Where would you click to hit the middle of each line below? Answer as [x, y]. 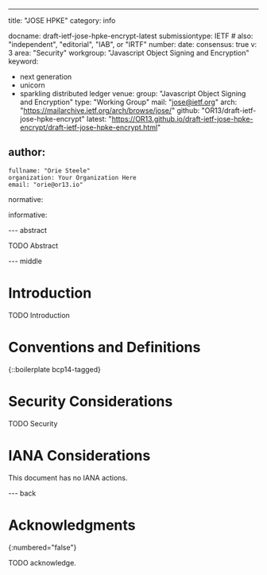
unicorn [32, 85]
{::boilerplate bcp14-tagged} [55, 369]
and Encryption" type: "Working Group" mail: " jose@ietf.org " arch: [128, 102]
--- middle [25, 261]
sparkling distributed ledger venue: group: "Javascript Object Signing [133, 93]
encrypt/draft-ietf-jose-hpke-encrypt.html [89, 127]
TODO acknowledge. [43, 562]
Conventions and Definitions [104, 347]
